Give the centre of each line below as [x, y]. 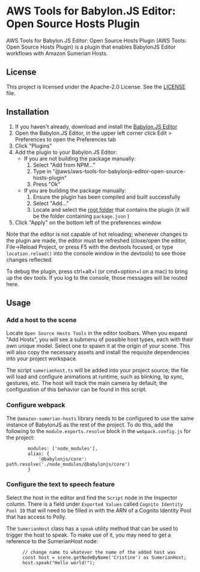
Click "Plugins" [33, 146]
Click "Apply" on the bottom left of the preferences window [88, 222]
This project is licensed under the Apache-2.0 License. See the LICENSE [96, 87]
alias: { [39, 454]
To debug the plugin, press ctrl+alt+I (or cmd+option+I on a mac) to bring [97, 271]
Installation [28, 112]
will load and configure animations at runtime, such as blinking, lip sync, [95, 377]
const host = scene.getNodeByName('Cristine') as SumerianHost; [104, 558]
